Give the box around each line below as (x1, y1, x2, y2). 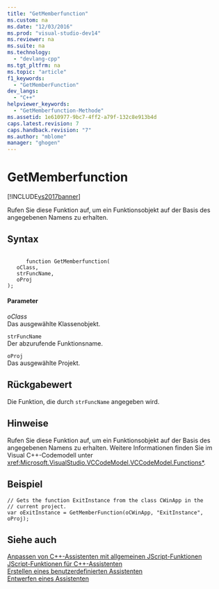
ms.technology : (7, 49, 51, 56)
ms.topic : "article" (7, 68, 67, 75)
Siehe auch (7, 533, 57, 546)
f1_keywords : (7, 74, 45, 82)
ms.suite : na (7, 42, 45, 49)
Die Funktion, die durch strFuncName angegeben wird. (7, 397, 160, 405)
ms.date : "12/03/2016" (7, 23, 73, 30)
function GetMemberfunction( (25, 258, 111, 265)
